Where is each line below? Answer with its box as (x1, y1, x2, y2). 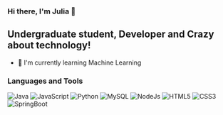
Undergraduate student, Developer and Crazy (7, 28, 214, 40)
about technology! (7, 39, 91, 52)
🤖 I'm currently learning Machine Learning (17, 58, 142, 67)
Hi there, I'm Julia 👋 (7, 6, 76, 16)
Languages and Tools (7, 76, 83, 86)
